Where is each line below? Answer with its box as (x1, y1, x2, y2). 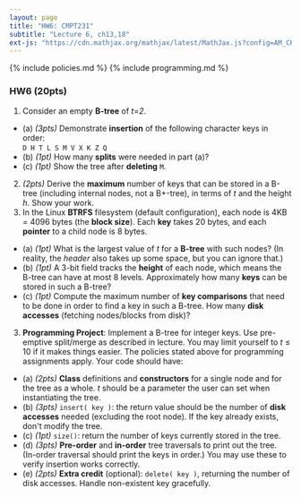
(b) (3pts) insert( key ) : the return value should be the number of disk (21, 401, 287, 412)
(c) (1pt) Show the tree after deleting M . (21, 160, 167, 171)
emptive (21, 337, 53, 347)
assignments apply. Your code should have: (21, 356, 184, 366)
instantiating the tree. (21, 391, 101, 403)
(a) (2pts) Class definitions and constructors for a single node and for (21, 373, 282, 383)
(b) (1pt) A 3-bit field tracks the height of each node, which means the (21, 261, 282, 273)
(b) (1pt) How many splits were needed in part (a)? (21, 151, 210, 162)
